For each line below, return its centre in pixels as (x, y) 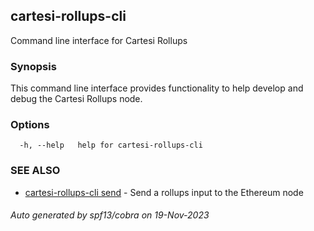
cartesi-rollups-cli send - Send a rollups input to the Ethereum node (164, 192)
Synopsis (33, 66)
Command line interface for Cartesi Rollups (99, 40)
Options (30, 125)
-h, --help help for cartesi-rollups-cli (111, 145)
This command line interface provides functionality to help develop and (157, 88)
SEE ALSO (35, 171)
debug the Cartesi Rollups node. (76, 99)
